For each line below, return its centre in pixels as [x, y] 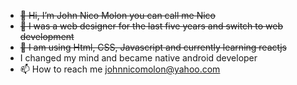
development [47, 36]
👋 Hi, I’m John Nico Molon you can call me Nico [118, 15]
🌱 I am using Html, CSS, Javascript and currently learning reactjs [153, 47]
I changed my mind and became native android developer [138, 58]
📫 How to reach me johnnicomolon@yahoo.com [120, 69]
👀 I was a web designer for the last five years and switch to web [151, 26]
